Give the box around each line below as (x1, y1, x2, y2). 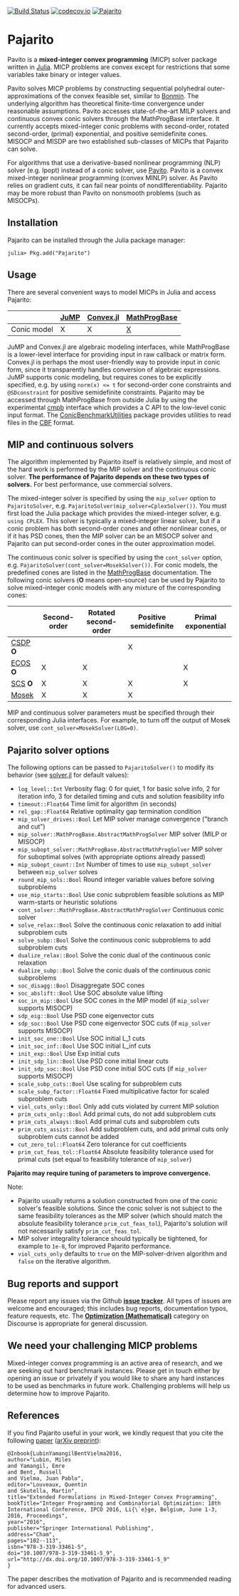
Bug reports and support (7, 1278, 119, 1290)
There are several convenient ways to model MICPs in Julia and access (7, 288, 216, 296)
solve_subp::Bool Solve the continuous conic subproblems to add (17, 936, 211, 945)
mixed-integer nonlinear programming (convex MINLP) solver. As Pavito (7, 173, 218, 182)
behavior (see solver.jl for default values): (7, 771, 129, 779)
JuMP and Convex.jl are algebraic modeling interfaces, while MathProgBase (7, 342, 230, 351)
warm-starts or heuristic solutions (17, 898, 117, 907)
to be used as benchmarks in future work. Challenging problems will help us (7, 1381, 230, 1390)
